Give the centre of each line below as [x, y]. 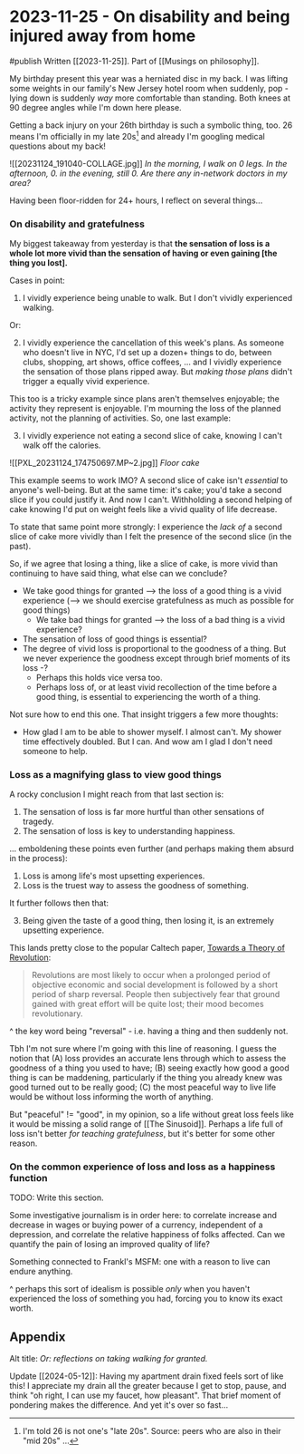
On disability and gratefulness [77, 224]
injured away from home [103, 36]
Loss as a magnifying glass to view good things [115, 774]
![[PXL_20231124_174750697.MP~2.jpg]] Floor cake [105, 462]
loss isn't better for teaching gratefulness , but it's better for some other [142, 1134]
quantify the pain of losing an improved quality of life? [110, 1245]
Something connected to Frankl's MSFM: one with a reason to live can [140, 1262]
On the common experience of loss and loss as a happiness [142, 1167]
